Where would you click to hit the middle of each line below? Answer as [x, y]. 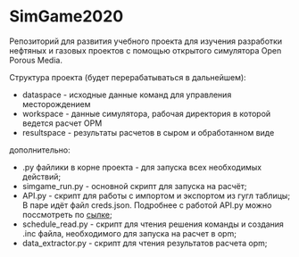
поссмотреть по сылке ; [67, 214]
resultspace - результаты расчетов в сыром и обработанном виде [148, 132]
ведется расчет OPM [62, 123]
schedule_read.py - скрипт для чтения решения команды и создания [153, 224]
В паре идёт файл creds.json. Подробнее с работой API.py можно [147, 205]
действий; [42, 177]
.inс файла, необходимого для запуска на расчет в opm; [129, 233]
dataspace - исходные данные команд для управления [127, 95]
